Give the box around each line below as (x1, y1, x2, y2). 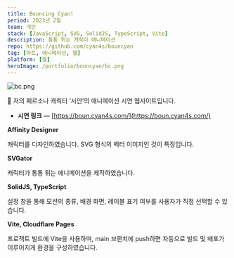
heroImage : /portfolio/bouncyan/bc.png (7, 63, 124, 70)
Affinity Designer (7, 125, 59, 134)
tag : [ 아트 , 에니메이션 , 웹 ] (7, 50, 81, 57)
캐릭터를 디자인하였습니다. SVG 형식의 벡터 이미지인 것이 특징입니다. (7, 140, 195, 148)
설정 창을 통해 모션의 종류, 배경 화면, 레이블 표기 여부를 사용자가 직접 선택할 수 (7, 197, 221, 205)
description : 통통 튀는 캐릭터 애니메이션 (7, 37, 116, 44)
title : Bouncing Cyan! (7, 10, 74, 18)
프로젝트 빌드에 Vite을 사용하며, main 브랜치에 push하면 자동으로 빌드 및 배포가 (7, 234, 225, 243)
